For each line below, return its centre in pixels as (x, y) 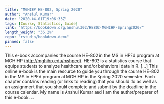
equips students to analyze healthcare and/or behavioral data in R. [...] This (82, 66)
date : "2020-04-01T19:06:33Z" (36, 19)
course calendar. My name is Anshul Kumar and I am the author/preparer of (82, 92)
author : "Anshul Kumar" (30, 14)
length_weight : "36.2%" (30, 32)
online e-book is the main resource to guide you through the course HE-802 (82, 71)
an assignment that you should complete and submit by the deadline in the (81, 87)
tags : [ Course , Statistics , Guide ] (42, 23)
